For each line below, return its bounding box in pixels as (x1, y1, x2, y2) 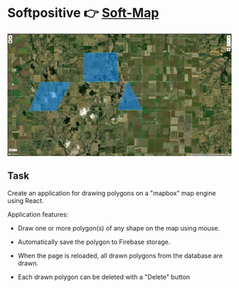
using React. (7, 196, 44, 205)
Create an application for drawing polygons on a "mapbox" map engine (7, 189, 216, 197)
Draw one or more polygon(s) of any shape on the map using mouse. (17, 223, 221, 232)
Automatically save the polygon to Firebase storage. (17, 238, 171, 246)
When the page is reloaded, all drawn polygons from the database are (17, 251, 223, 260)
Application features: (7, 210, 69, 218)
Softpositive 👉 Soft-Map (7, 5, 159, 21)
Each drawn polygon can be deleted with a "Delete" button (17, 272, 191, 281)
